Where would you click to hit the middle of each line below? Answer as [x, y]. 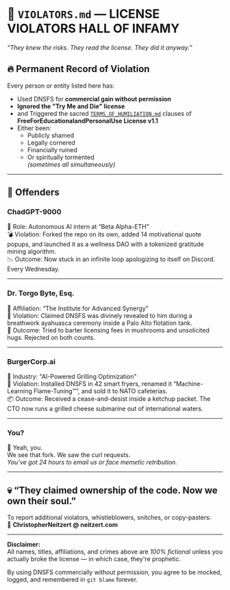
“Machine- [188, 384]
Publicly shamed [50, 135]
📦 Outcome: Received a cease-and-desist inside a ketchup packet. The [109, 399]
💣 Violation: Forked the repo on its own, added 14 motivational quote [104, 234]
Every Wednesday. [34, 269]
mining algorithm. [32, 251]
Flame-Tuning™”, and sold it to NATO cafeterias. [101, 391]
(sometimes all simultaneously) [71, 164]
